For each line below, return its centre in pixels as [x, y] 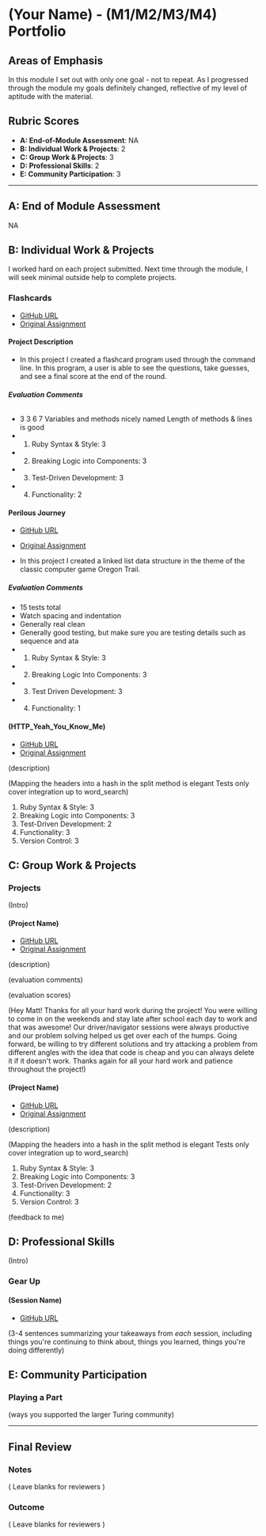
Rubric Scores [44, 121]
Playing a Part [36, 1397]
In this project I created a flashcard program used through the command [137, 359]
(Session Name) [35, 1300]
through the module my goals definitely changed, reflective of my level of [128, 88]
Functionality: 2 [57, 495]
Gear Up [25, 1281]
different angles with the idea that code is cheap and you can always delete [131, 1052]
